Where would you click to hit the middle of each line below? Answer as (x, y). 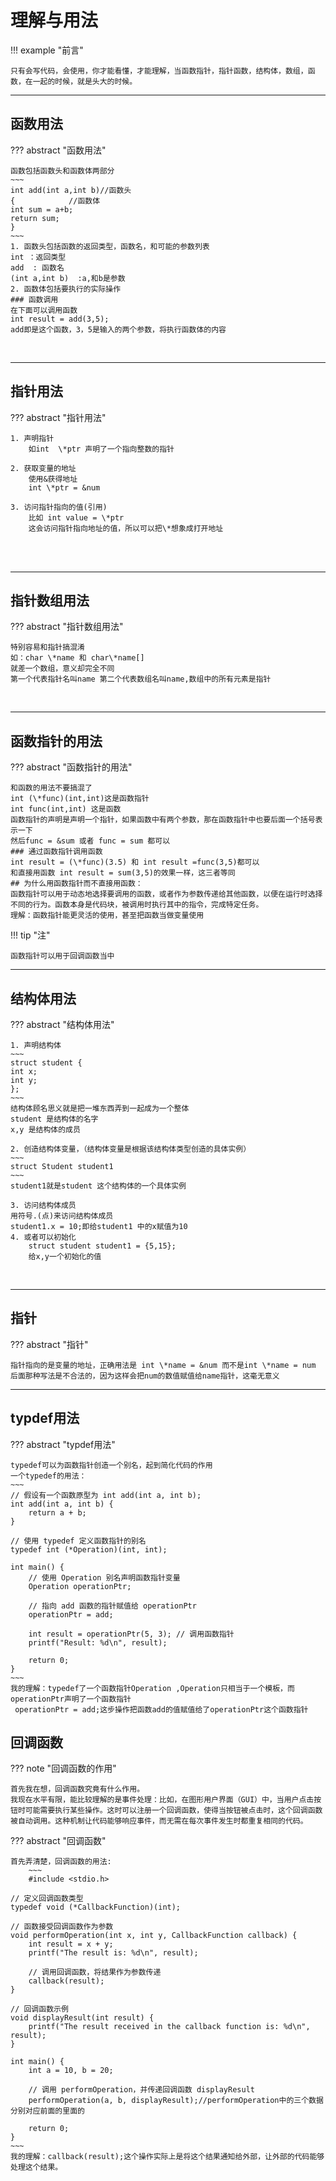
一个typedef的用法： (48, 1476)
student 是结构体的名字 (54, 1119)
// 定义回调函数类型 (47, 1899)
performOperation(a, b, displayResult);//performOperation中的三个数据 (176, 2101)
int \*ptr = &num (64, 487)
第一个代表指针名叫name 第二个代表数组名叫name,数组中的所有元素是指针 (141, 679)
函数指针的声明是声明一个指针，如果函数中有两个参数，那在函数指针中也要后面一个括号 (163, 820)
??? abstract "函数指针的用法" (71, 767)
